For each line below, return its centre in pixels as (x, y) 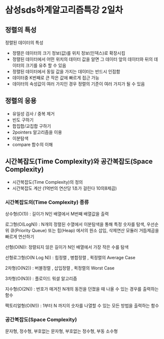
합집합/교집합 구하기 (32, 126)
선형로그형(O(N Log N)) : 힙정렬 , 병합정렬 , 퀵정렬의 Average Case (70, 257)
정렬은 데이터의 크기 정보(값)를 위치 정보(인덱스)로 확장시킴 (69, 53)
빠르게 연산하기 (20, 237)
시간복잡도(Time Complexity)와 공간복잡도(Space (79, 161)
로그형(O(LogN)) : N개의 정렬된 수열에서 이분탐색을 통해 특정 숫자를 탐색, (75, 224)
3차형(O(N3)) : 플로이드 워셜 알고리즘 (41, 278)
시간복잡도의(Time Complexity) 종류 (47, 202)
